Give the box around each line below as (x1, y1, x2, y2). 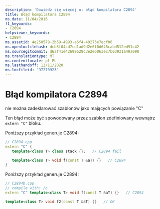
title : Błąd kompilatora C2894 (5, 12, 70, 17)
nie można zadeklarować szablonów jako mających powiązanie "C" (5, 105, 144, 111)
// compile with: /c (5, 186, 48, 191)
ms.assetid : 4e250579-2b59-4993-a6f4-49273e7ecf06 (5, 40, 113, 45)
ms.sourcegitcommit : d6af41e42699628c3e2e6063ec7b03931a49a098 (5, 49, 140, 54)
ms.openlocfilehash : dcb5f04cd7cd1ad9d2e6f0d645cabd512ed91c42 (5, 44, 140, 49)
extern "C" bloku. (5, 120, 41, 126)
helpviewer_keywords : (5, 30, 50, 35)
